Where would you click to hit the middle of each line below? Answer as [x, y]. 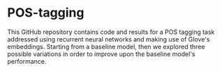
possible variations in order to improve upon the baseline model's [101, 54]
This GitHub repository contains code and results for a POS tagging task [111, 32]
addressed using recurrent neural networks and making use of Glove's [109, 39]
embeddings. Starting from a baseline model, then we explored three [106, 46]
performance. [27, 61]
